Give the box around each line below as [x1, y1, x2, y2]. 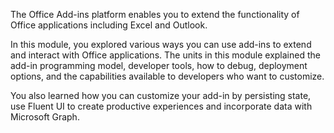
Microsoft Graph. [10, 111, 80, 123]
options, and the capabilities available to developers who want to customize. [10, 70, 325, 82]
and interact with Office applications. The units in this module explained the [10, 49, 321, 61]
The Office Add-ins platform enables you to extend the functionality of [10, 9, 300, 20]
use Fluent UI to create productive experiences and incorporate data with [10, 100, 313, 112]
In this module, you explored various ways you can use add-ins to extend [10, 39, 312, 50]
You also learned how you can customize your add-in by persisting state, [10, 90, 312, 101]
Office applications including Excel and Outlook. [10, 19, 208, 31]
